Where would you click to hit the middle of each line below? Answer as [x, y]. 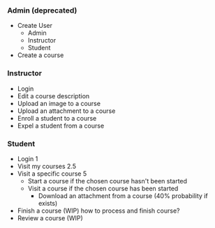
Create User [35, 26]
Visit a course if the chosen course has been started [103, 188]
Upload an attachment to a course [66, 111]
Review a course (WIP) [50, 218]
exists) [48, 203]
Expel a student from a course [61, 126]
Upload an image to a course [59, 103]
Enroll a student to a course [57, 118]
